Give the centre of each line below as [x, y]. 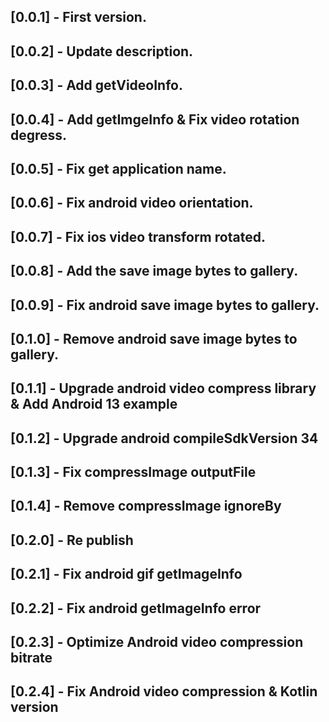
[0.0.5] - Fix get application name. [118, 168]
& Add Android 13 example [94, 404]
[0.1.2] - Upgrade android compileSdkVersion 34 [164, 438]
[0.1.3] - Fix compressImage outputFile [133, 472]
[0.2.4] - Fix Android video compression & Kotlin [164, 691]
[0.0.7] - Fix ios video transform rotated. [138, 236]
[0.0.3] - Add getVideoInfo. [96, 85]
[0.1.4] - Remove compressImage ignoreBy [146, 506]
